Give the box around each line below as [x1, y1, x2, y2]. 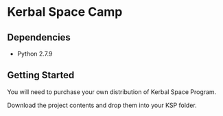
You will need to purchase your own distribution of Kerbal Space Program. [7, 87, 217, 96]
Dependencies [7, 32, 71, 43]
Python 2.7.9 [16, 49, 53, 58]
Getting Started [7, 69, 75, 81]
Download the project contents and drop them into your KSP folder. [7, 101, 197, 109]
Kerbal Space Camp [7, 4, 123, 20]
